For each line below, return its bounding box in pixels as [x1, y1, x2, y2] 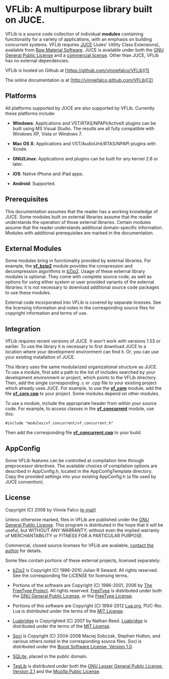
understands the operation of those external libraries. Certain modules [5, 219, 151, 225]
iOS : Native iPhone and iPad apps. [12, 171, 84, 177]
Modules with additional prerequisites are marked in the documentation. [5, 230, 154, 236]
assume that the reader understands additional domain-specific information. [5, 224, 163, 230]
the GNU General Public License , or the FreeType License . [12, 592, 133, 599]
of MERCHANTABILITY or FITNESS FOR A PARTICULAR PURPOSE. [5, 532, 143, 539]
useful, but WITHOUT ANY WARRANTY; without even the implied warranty [5, 527, 160, 533]
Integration [5, 324, 41, 333]
